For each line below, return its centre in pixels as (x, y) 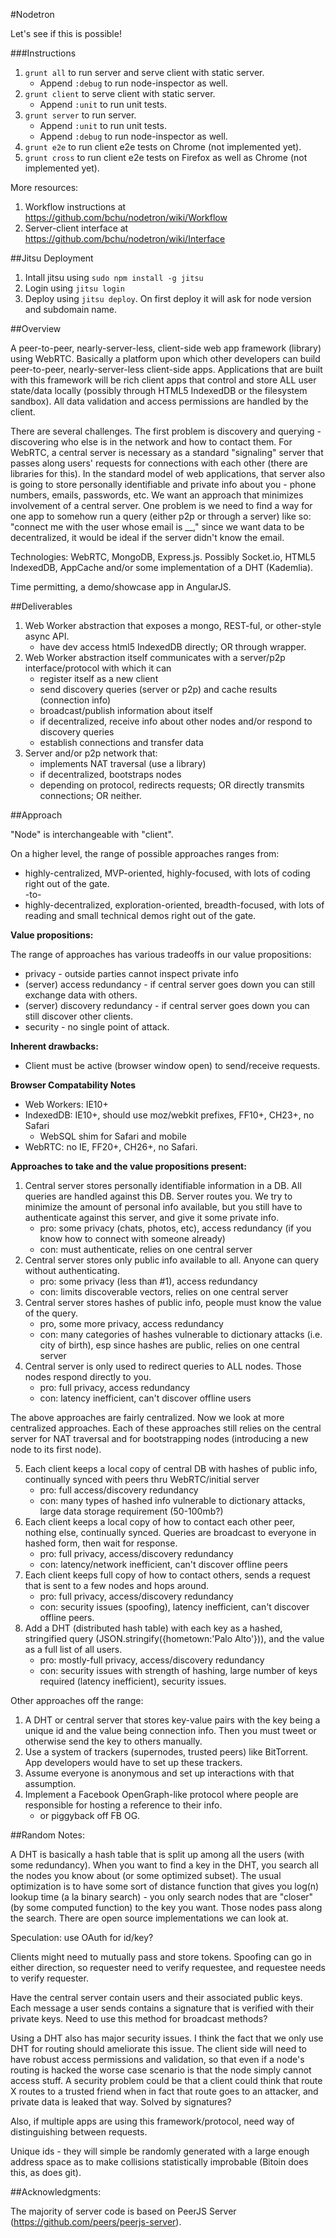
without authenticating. (72, 1270)
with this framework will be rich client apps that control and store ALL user (163, 380)
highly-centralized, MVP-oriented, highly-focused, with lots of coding (167, 873)
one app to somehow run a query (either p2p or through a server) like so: (161, 516)
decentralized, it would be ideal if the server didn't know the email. (147, 537)
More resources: (44, 187)
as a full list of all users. (73, 1649)
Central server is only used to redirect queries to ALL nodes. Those (163, 1366)
